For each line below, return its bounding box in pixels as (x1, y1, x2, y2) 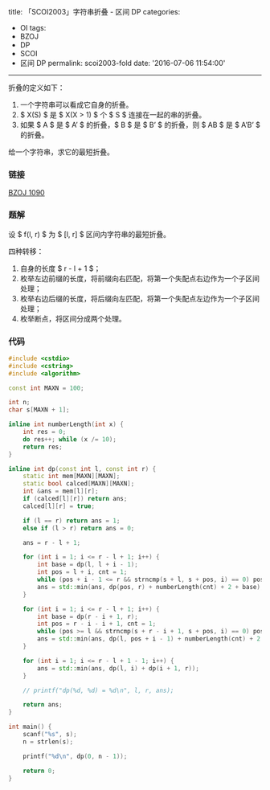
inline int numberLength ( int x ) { (8, 420, 125, 428)
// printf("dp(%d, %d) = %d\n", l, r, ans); (22, 686, 174, 694)
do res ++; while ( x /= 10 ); (22, 435, 117, 444)
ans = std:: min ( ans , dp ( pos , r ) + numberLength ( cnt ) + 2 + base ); (37, 583, 264, 591)
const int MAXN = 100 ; (8, 384, 84, 392)
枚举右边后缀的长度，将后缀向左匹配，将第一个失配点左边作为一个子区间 (19, 293, 260, 303)
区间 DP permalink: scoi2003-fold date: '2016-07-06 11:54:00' (19, 59, 226, 68)
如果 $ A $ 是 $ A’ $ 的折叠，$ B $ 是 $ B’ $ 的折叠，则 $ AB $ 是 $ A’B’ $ (19, 120, 261, 129)
